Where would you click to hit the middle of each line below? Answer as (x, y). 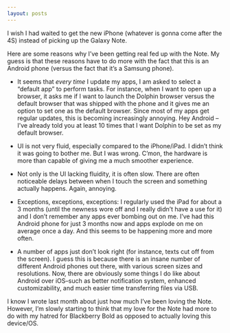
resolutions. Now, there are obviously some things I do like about (108, 273)
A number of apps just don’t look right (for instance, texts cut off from (116, 251)
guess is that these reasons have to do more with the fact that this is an (108, 61)
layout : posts (27, 13)
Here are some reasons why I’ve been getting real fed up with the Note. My (113, 54)
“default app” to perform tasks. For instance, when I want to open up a (116, 89)
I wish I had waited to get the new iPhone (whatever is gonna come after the (115, 33)
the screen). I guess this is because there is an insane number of (108, 259)
